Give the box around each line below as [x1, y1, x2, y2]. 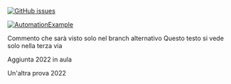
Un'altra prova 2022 [7, 69, 66, 77]
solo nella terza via [7, 42, 63, 49]
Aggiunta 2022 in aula [7, 55, 72, 64]
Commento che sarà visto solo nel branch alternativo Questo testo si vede [7, 34, 224, 42]
